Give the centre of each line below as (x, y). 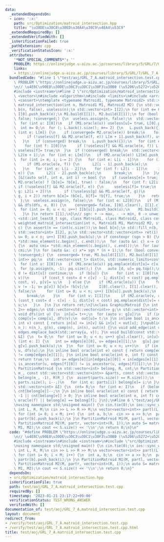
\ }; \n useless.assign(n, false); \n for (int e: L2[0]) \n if (83, 200)
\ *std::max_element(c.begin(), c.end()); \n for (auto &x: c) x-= (84, 241)
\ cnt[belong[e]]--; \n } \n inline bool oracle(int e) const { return (86, 391)
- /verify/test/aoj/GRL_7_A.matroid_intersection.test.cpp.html (72, 528)
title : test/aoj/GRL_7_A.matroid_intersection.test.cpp (63, 532)
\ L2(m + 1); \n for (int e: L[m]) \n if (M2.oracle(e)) (74, 155)
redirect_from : (20, 519)
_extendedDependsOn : (30, 14)
